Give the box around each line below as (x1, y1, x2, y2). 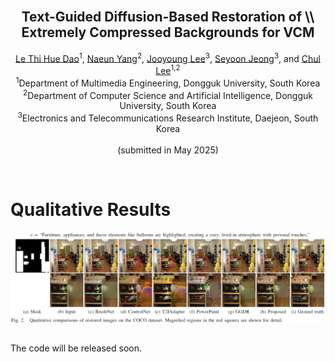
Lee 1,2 (155, 63, 181, 77)
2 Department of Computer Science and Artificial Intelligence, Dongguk (23, 87, 313, 101)
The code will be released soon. (10, 342, 143, 354)
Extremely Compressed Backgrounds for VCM (21, 24, 315, 41)
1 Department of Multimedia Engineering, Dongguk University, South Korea (15, 75, 321, 89)
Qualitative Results (10, 199, 172, 221)
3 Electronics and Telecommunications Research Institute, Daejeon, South (17, 110, 319, 124)
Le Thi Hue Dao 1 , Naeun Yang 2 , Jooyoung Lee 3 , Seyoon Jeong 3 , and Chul (15, 50, 321, 64)
